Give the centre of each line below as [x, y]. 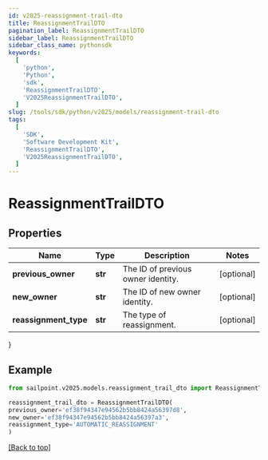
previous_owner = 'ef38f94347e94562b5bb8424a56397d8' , [98, 410]
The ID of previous [157, 269]
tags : [17, 120]
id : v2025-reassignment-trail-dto [66, 16]
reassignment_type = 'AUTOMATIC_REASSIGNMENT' [83, 425]
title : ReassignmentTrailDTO [57, 23]
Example [30, 369]
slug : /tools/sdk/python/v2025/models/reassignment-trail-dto [114, 113]
